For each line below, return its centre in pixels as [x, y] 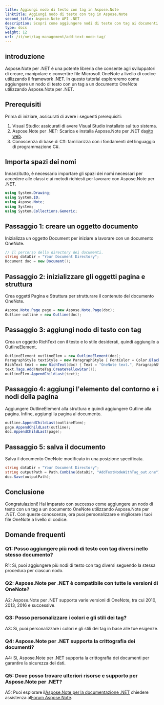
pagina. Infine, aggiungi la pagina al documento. [53, 414]
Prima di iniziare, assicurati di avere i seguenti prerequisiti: [63, 116]
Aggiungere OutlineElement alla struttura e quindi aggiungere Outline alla [78, 408]
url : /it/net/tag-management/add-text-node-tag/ [55, 37]
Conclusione [25, 492]
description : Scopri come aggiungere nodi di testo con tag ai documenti [82, 23]
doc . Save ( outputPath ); [28, 477]
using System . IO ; [23, 198]
